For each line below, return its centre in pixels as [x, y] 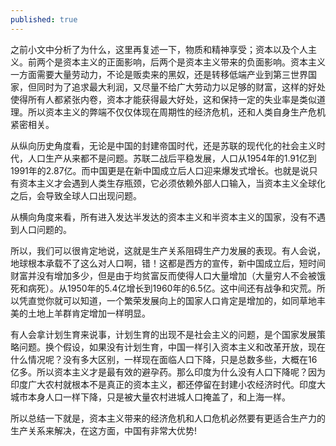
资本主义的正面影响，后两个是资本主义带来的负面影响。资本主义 [194, 62]
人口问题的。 [45, 229]
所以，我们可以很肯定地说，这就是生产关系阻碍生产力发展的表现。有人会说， [168, 250]
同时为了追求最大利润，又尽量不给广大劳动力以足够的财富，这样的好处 [181, 87]
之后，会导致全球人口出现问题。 [76, 195]
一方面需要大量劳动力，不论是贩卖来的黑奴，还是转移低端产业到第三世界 [159, 74]
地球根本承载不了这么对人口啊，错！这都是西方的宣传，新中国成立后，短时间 [168, 263]
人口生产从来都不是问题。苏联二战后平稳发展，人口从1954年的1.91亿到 [172, 158]
